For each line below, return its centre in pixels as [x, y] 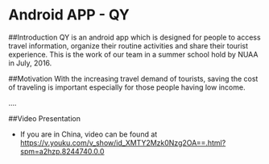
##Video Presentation [44, 118]
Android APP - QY [69, 15]
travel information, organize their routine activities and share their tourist [128, 45]
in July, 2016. [30, 63]
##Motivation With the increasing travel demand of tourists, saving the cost [133, 78]
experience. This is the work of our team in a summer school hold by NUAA [133, 54]
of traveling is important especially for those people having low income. [127, 87]
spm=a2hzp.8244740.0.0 [62, 151]
